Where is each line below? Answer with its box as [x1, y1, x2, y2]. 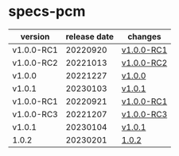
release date [65, 31, 114, 42]
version [20, 31, 50, 42]
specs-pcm [8, 2, 86, 21]
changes [126, 31, 161, 42]
